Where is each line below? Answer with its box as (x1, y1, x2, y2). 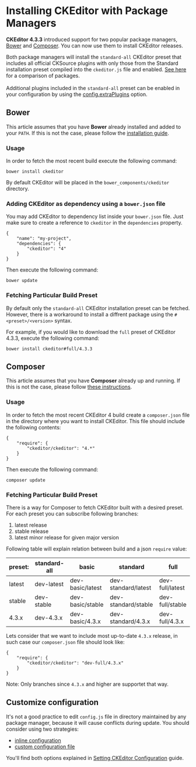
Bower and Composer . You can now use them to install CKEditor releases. (6, 42, 184, 49)
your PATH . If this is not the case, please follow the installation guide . (6, 129, 169, 136)
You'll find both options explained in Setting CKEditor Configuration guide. (6, 754, 184, 761)
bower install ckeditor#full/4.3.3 (6, 346, 93, 352)
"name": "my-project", (16, 236, 72, 242)
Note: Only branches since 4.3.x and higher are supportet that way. (6, 680, 169, 688)
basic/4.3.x (69, 617, 101, 625)
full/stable (159, 601, 187, 609)
